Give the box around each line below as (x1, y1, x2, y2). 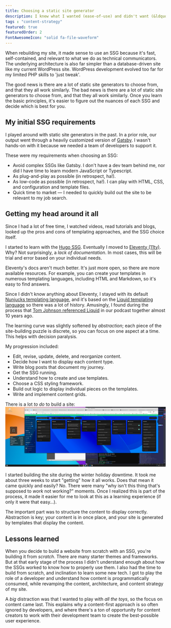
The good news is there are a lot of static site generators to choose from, (5, 82, 159, 87)
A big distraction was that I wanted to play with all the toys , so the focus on (5, 596, 163, 602)
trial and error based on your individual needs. (5, 254, 102, 261)
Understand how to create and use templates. (12, 375, 109, 381)
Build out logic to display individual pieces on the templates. (12, 386, 138, 392)
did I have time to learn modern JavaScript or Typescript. (12, 168, 132, 174)
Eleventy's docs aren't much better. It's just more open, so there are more (5, 265, 160, 271)
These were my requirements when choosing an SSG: (5, 152, 118, 158)
